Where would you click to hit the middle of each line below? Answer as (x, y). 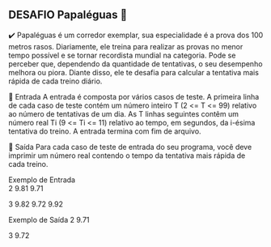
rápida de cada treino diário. (55, 81)
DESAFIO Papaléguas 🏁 (68, 15)
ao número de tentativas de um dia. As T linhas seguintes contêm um (124, 113)
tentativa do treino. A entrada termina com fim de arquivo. (105, 131)
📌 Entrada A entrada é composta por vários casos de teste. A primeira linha (134, 96)
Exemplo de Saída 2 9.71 (49, 219)
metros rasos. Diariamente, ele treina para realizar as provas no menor (126, 46)
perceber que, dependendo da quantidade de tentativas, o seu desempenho (135, 64)
